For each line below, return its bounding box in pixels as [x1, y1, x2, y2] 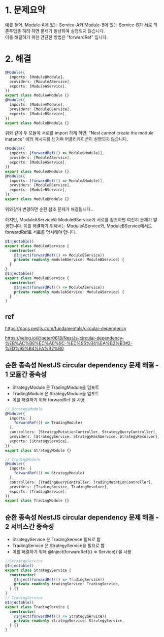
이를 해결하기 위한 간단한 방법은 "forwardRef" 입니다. [5, 34, 108, 40]
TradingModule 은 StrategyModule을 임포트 [12, 390, 99, 396]
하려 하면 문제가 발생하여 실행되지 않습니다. [22, 28, 105, 34]
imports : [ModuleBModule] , [9, 75, 65, 80]
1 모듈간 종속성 [5, 370, 47, 379]
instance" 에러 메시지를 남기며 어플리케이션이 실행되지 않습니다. [5, 136, 129, 142]
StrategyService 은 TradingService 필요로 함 [12, 537, 101, 543]
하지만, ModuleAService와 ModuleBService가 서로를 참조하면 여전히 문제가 [5, 216, 152, 222]
